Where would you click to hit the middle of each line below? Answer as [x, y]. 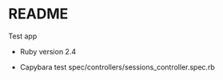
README [38, 14]
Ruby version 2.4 [48, 51]
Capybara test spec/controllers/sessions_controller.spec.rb [117, 67]
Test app [23, 36]
